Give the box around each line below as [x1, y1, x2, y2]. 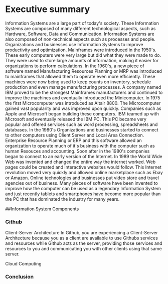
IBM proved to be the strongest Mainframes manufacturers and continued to [5, 89, 163, 95]
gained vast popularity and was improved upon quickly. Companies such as [5, 105, 161, 111]
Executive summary [5, 4, 90, 15]
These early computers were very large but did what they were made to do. [5, 52, 161, 58]
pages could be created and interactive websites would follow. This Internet [5, 164, 161, 170]
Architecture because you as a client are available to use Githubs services [5, 235, 158, 241]
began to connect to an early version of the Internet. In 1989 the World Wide [5, 153, 162, 159]
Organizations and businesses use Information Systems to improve [5, 41, 143, 47]
